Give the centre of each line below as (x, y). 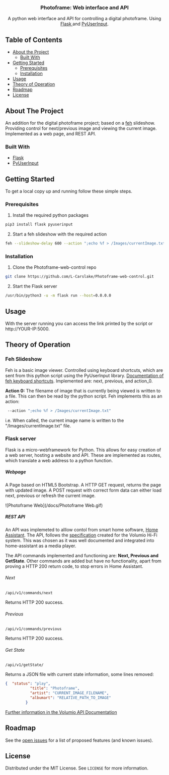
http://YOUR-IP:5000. (27, 329)
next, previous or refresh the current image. (51, 495)
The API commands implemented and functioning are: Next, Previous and (82, 555)
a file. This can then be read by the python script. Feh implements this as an (84, 396)
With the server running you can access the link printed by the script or (79, 323)
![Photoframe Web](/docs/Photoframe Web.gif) (54, 505)
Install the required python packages (51, 215)
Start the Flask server (35, 286)
